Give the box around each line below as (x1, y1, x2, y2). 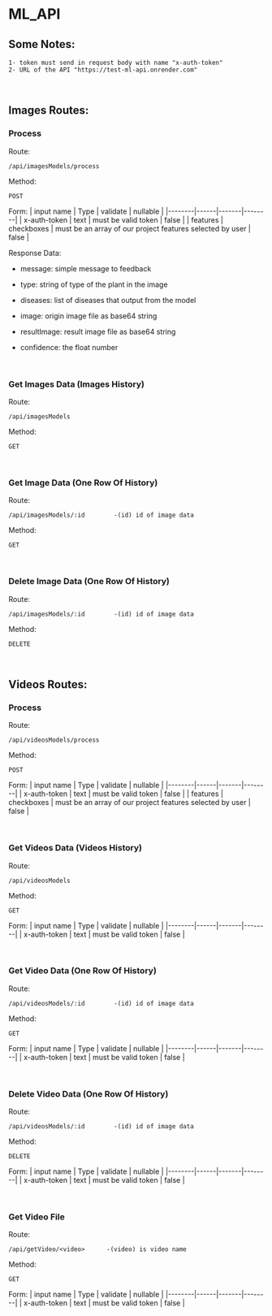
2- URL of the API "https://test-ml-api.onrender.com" (8, 66, 198, 74)
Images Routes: (8, 103, 89, 118)
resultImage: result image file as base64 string (19, 327, 176, 336)
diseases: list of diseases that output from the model (19, 295, 196, 305)
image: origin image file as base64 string (19, 310, 158, 321)
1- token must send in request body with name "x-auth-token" (8, 58, 223, 67)
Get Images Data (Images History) (8, 379, 145, 390)
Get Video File (8, 1211, 65, 1223)
